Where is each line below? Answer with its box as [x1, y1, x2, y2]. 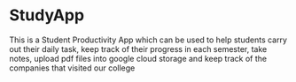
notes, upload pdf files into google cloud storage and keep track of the [9, 53, 268, 63]
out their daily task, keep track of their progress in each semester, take [9, 43, 268, 54]
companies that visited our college [9, 63, 136, 73]
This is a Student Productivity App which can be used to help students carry [9, 34, 288, 45]
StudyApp [9, 5, 85, 26]
